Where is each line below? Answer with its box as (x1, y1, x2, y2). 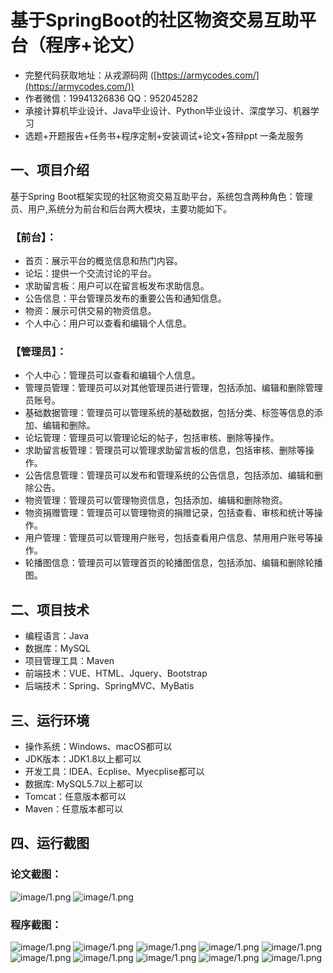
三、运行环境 (10, 712, 90, 729)
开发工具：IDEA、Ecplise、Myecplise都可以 (24, 765, 205, 777)
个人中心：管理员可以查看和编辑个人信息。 (24, 369, 201, 381)
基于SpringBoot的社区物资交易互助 (10, 9, 300, 32)
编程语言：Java (24, 630, 90, 642)
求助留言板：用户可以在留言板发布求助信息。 (24, 280, 210, 292)
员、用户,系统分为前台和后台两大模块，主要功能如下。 (10, 202, 233, 215)
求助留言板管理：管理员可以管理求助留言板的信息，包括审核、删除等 (24, 444, 306, 456)
